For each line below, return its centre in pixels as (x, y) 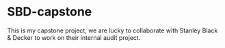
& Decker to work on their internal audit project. (74, 37)
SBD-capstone (50, 12)
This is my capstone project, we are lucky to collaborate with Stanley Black (112, 30)
